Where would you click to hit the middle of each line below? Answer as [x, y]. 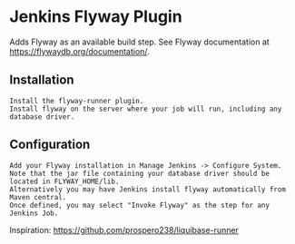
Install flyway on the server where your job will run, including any [146, 109]
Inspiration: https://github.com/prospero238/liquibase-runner [124, 229]
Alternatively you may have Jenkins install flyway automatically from [147, 189]
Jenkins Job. [34, 213]
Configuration [50, 145]
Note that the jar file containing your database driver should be [140, 173]
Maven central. [38, 197]
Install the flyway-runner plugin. [77, 101]
